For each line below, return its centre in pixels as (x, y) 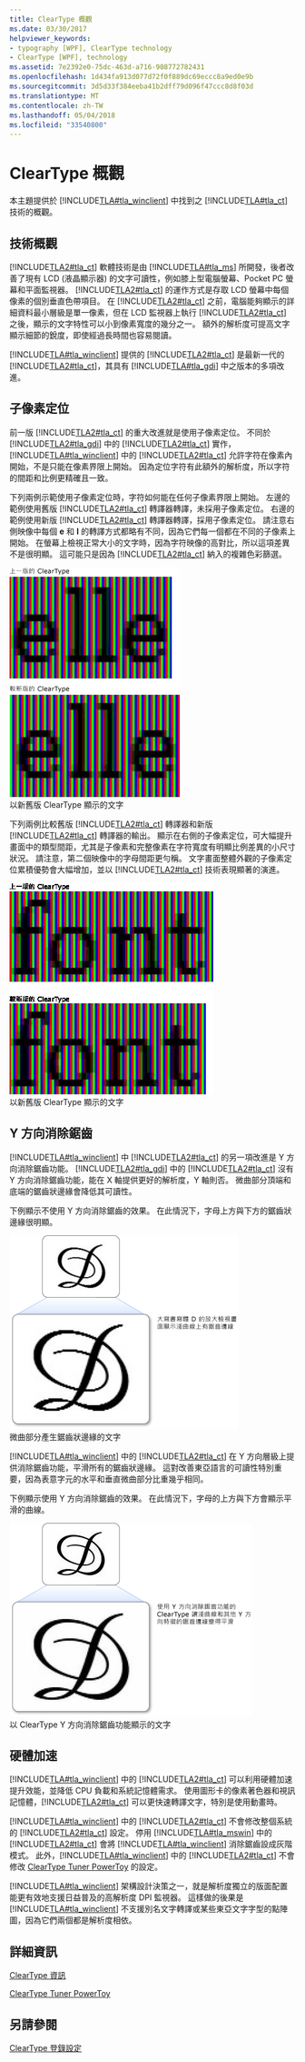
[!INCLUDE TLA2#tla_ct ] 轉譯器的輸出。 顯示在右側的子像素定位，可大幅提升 (151, 835)
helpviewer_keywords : (50, 38)
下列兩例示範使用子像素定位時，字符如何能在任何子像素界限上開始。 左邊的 (150, 497)
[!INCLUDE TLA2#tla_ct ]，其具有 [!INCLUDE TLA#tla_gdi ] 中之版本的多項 (143, 366)
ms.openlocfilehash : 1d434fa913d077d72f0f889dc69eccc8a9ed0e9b (132, 77)
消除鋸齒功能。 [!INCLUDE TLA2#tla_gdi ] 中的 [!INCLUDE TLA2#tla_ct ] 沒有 (155, 1168)
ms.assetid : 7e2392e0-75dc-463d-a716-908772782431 (107, 67)
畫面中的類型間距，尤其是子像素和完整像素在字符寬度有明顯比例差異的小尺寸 (152, 847)
